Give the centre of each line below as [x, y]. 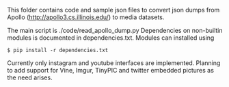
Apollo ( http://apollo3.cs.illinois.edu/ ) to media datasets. [86, 17]
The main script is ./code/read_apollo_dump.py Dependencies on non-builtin [115, 30]
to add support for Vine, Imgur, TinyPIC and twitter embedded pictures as [110, 70]
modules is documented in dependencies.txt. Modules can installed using [111, 38]
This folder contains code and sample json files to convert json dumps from [113, 10]
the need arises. [30, 77]
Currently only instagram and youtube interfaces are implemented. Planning [114, 63]
